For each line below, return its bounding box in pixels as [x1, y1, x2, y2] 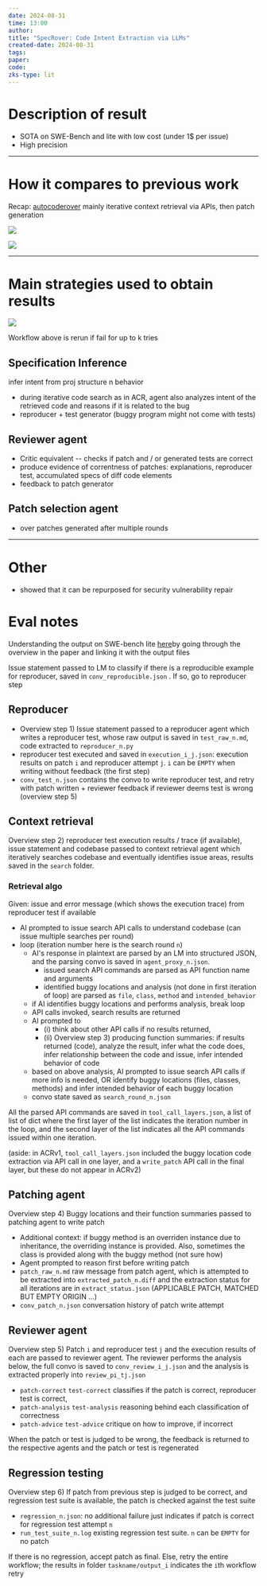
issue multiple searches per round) [19, 931, 134, 941]
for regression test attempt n [19, 1520, 114, 1530]
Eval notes [8, 613, 79, 631]
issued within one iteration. [8, 1133, 97, 1142]
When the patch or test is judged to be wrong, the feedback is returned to [8, 1435, 250, 1444]
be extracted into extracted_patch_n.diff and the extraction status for [19, 1275, 251, 1285]
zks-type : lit [8, 71, 56, 79]
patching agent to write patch [8, 1218, 105, 1227]
